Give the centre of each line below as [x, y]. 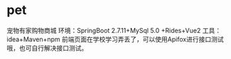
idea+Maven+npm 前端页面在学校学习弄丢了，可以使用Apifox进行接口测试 [116, 39]
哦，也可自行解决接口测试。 [47, 48]
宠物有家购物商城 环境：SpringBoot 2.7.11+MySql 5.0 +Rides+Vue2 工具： [114, 30]
